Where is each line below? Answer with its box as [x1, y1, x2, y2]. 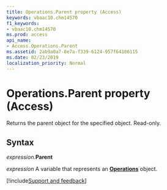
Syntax [6, 137, 34, 147]
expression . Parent [6, 153, 53, 161]
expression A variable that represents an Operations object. [6, 166, 158, 173]
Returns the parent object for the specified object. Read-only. [6, 120, 161, 127]
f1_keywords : [6, 20, 40, 26]
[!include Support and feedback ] [6, 177, 87, 185]
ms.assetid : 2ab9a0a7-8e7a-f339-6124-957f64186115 [6, 49, 138, 55]
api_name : [6, 37, 32, 43]
